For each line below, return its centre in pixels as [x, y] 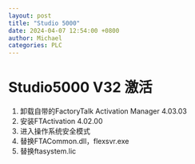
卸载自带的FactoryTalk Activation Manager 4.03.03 [103, 111]
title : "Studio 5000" [44, 23]
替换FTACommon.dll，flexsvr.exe [74, 142]
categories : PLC [35, 46]
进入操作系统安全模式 [55, 131]
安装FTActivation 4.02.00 [61, 122]
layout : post [30, 16]
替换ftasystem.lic [48, 151]
